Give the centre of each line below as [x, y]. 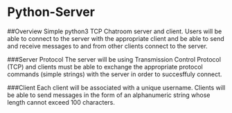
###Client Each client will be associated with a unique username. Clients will [116, 87]
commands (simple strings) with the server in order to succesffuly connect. [115, 74]
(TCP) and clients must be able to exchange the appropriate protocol [105, 67]
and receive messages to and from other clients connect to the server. [107, 46]
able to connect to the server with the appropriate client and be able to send [116, 38]
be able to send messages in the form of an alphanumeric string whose [109, 95]
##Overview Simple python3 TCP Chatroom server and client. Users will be [115, 31]
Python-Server [51, 12]
